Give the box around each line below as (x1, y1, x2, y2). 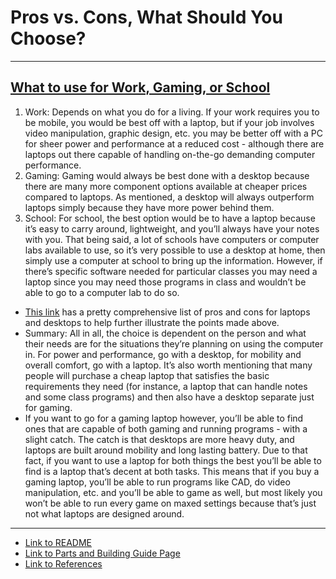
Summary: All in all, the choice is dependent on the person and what (24, 327, 307, 339)
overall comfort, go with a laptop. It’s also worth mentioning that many (24, 359, 313, 371)
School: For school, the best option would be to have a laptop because (24, 212, 316, 224)
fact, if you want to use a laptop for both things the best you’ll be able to (24, 454, 322, 466)
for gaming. (24, 401, 73, 413)
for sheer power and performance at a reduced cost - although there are (24, 137, 325, 150)
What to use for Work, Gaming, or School (10, 79, 271, 96)
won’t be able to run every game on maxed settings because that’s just (24, 497, 317, 509)
